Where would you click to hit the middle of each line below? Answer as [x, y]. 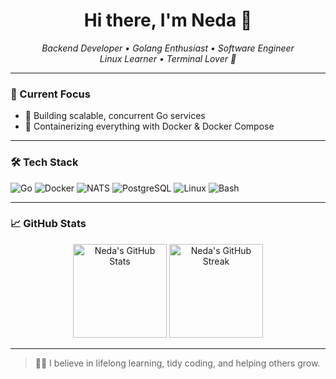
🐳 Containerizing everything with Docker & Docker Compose [149, 126]
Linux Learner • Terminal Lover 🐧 [168, 58]
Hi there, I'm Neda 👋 [168, 20]
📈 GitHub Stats [48, 224]
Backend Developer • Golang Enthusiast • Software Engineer [168, 48]
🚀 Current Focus [50, 94]
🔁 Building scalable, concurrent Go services [115, 116]
